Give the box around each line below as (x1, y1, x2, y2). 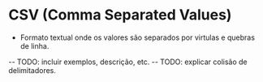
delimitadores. (8, 65, 57, 75)
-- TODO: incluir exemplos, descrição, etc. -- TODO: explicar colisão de (8, 57, 248, 67)
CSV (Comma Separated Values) (8, 6, 232, 24)
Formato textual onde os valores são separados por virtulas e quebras (19, 32, 256, 42)
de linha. (19, 41, 50, 50)
